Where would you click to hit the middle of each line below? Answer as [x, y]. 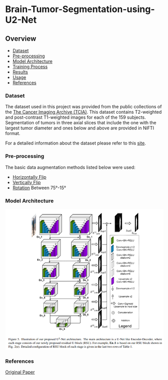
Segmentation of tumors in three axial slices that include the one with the [81, 123]
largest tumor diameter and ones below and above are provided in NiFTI [80, 128]
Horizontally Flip [29, 177]
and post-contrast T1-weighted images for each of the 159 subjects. [76, 117]
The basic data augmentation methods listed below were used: [70, 167]
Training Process [30, 67]
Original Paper [20, 372]
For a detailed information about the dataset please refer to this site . [76, 143]
